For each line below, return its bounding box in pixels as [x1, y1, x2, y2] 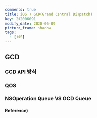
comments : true [5, 7, 36, 12]
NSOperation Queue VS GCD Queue [5, 95, 92, 102]
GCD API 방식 [5, 68, 37, 75]
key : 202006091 [5, 16, 36, 21]
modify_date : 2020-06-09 [5, 21, 56, 26]
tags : [5, 30, 16, 35]
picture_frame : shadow [5, 26, 51, 30]
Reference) [5, 107, 28, 113]
